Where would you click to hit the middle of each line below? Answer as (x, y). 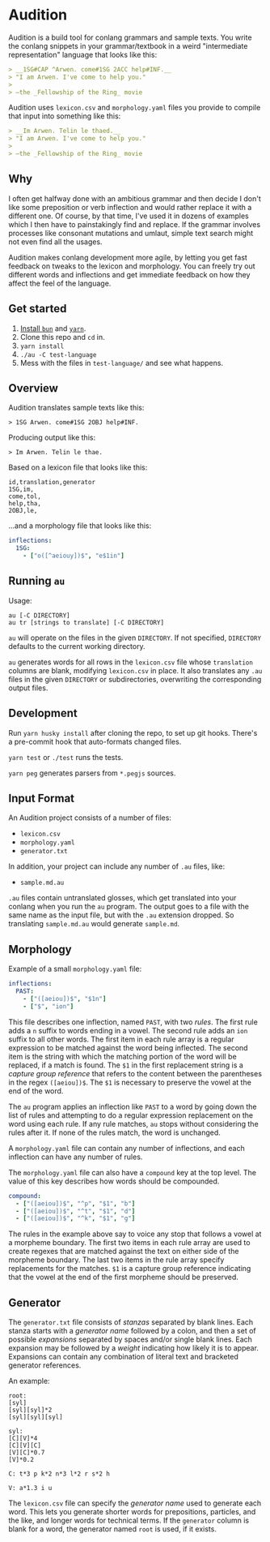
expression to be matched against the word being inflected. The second (128, 1047)
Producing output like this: (52, 438)
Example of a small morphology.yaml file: (75, 969)
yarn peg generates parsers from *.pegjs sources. (92, 773)
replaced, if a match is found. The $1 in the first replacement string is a (126, 1065)
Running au (37, 581)
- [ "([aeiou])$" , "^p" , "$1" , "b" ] (76, 1203)
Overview (34, 388)
